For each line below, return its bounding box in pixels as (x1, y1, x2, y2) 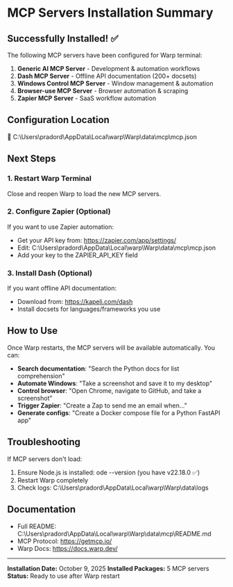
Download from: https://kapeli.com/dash (17, 298, 133, 306)
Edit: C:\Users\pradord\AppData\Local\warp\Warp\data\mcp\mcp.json (17, 243, 216, 252)
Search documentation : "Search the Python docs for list (17, 364, 180, 373)
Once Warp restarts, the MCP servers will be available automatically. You (7, 343, 216, 352)
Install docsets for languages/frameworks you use (17, 305, 161, 314)
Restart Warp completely (17, 476, 89, 484)
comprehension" (17, 371, 65, 380)
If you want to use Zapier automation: (7, 223, 114, 231)
